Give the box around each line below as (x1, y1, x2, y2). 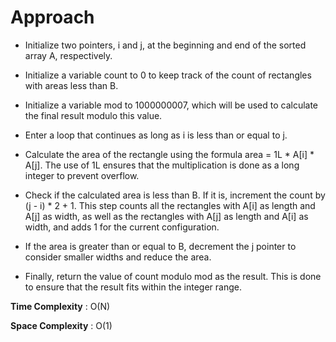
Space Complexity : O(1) (10, 319, 113, 331)
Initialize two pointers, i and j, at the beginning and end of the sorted (24, 39, 307, 51)
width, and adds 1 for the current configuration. (24, 221, 220, 233)
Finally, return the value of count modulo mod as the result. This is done (24, 270, 322, 282)
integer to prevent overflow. (24, 169, 140, 181)
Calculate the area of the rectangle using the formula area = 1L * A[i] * (24, 148, 315, 160)
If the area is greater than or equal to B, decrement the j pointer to (24, 240, 297, 252)
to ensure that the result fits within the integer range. (24, 281, 243, 293)
